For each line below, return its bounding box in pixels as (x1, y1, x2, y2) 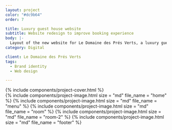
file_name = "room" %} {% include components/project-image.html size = (5, 109, 161, 115)
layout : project (5, 7, 40, 13)
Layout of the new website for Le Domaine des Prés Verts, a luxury (10, 40, 159, 46)
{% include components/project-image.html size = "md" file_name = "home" (5, 92, 167, 98)
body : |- (5, 36, 24, 41)
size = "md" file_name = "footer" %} (5, 119, 82, 125)
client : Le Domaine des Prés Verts (5, 54, 81, 59)
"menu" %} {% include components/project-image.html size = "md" (5, 103, 149, 110)
